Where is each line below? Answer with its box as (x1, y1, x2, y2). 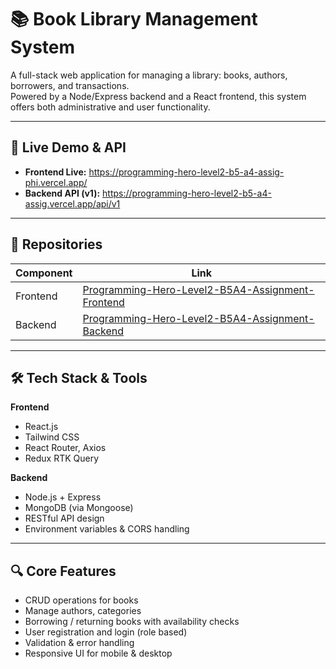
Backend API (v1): (24, 187, 101, 199)
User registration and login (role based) (24, 626, 188, 638)
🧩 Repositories (10, 236, 103, 253)
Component (15, 266, 73, 280)
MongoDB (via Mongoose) (24, 502, 134, 514)
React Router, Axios (24, 442, 107, 454)
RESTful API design (24, 512, 105, 525)
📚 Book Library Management (10, 8, 258, 31)
